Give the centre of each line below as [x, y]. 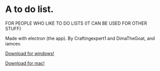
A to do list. [29, 9]
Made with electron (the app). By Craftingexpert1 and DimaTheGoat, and [80, 38]
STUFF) [13, 28]
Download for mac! [25, 63]
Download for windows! [30, 53]
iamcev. [13, 43]
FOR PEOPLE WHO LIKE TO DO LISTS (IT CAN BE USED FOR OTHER [76, 23]
